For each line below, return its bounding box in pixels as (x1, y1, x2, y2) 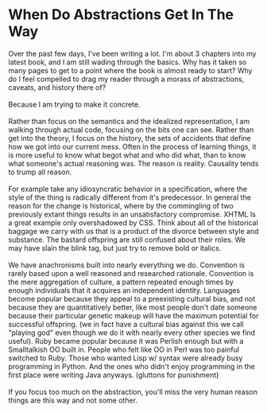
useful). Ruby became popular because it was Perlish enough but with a (8, 336, 244, 345)
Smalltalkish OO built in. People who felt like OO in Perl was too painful (8, 345, 240, 354)
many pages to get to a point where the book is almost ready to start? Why (8, 65, 253, 75)
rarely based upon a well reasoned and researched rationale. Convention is (8, 268, 254, 278)
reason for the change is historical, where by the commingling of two (8, 201, 234, 210)
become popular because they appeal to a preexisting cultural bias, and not (8, 294, 256, 303)
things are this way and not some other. (8, 395, 137, 405)
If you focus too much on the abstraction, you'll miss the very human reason (8, 387, 258, 396)
